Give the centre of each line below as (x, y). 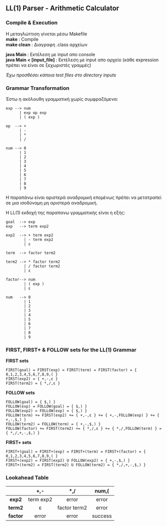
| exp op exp (33, 113)
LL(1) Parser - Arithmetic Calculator (63, 8)
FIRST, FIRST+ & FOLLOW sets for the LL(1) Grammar (71, 350)
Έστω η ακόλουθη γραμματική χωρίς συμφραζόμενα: (62, 99)
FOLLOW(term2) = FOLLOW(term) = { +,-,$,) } (53, 424)
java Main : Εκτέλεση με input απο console (50, 54)
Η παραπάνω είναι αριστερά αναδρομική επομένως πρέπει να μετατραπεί (84, 197)
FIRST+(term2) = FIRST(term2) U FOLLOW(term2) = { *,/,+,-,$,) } (76, 465)
